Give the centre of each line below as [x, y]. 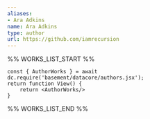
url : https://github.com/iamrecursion [63, 39]
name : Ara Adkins [32, 26]
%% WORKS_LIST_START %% [51, 59]
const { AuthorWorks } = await [52, 72]
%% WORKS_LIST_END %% [48, 109]
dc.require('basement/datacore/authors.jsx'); [76, 78]
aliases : [20, 13]
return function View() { [44, 84]
